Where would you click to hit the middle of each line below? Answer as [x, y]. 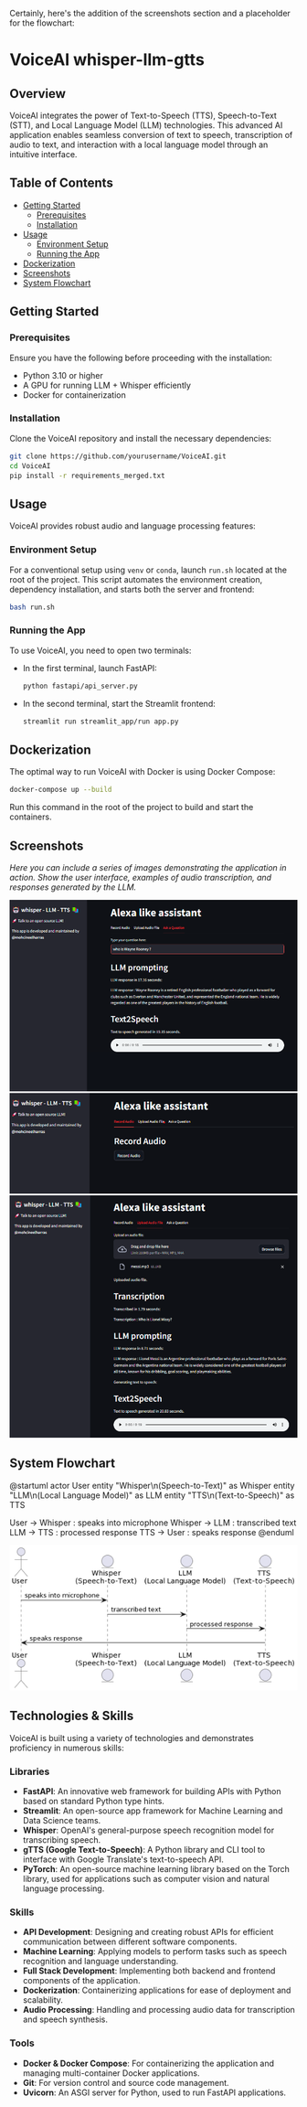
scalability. [43, 2000]
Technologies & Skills [72, 1716]
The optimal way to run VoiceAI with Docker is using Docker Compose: [143, 772]
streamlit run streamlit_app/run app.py [101, 722]
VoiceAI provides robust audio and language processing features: [132, 526]
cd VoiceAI [30, 465]
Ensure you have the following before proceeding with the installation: [141, 358]
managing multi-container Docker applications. [111, 2073]
